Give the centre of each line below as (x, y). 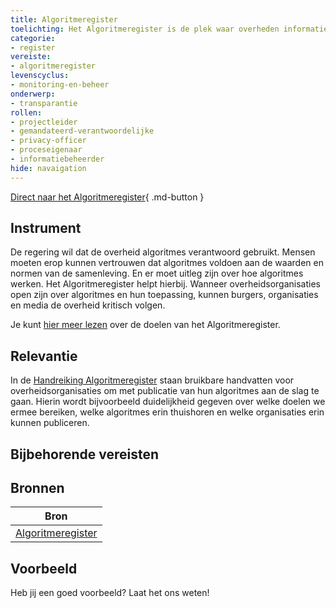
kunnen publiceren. (50, 423)
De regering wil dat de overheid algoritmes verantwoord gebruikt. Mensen (163, 252)
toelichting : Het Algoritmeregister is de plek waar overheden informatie (169, 29)
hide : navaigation (48, 168)
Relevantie (44, 356)
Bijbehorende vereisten (85, 454)
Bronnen (37, 488)
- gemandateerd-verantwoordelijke (82, 131)
